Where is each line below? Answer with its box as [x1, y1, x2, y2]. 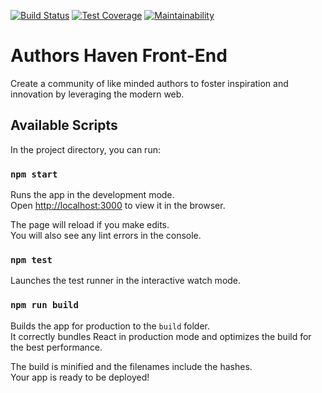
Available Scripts [10, 117, 118, 134]
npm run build [10, 300, 79, 311]
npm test [10, 254, 53, 265]
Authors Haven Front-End [10, 45, 228, 67]
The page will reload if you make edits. [10, 219, 170, 231]
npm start [10, 168, 58, 180]
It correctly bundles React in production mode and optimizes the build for [10, 330, 312, 342]
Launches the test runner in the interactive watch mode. [10, 275, 242, 287]
